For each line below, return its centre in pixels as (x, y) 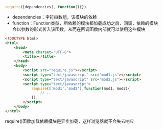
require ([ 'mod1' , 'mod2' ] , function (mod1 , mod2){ (81, 88)
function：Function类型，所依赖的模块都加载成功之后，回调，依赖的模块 (85, 23)
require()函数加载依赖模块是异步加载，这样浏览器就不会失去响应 (70, 121)
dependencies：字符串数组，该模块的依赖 (54, 17)
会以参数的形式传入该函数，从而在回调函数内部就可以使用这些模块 (79, 29)
